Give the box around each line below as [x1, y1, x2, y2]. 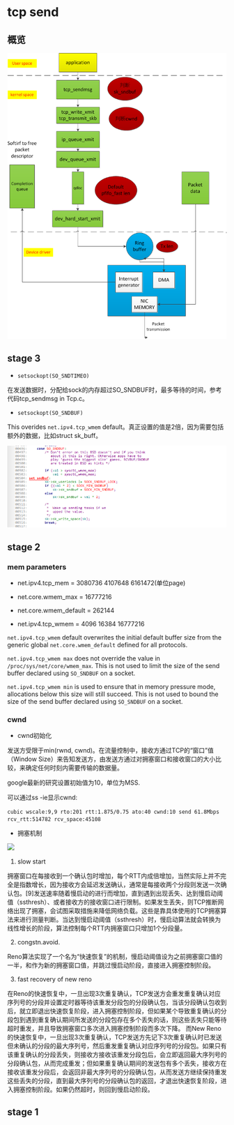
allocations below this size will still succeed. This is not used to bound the [7, 690, 219, 698]
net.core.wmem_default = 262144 [17, 606, 115, 614]
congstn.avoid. [17, 938, 61, 946]
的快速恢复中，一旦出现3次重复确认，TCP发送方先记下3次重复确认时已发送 [7, 1033, 223, 1041]
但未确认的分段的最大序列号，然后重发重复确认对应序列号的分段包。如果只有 [7, 1042, 227, 1050]
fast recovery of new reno [17, 975, 92, 983]
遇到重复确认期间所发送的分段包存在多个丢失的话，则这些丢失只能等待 [25, 1015, 227, 1024]
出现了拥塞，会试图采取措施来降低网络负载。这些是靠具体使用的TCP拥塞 [13, 907, 221, 915]
